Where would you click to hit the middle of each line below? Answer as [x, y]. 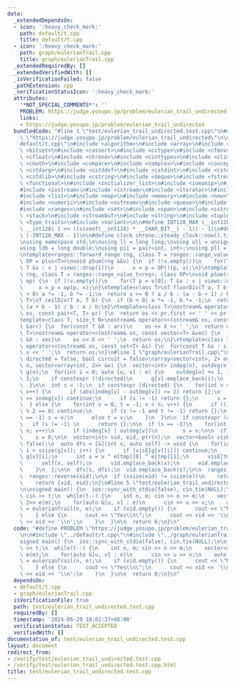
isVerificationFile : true [51, 600]
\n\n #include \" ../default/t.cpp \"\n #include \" [92, 535]
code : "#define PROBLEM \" [53, 528]
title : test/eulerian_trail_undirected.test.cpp [79, 672]
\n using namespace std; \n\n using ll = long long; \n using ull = [114, 242]
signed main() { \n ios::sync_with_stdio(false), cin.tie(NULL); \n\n [123, 541]
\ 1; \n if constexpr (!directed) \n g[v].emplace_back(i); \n [122, 378]
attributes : [31, 99]
